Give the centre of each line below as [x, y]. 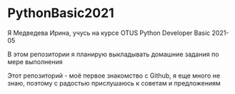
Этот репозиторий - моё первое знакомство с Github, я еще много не [114, 75]
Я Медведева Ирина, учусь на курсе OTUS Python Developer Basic [109, 33]
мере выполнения [35, 61]
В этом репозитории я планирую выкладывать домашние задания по [113, 54]
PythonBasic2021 [61, 13]
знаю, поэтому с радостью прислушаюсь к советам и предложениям [114, 83]
